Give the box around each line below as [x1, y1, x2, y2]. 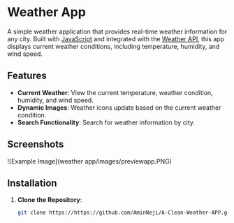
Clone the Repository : [17, 196, 82, 204]
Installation [7, 177, 57, 189]
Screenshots [7, 138, 64, 150]
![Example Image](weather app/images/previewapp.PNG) [7, 157, 173, 165]
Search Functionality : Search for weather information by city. [17, 118, 196, 127]
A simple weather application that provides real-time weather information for [7, 27, 228, 36]
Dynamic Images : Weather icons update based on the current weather [17, 103, 221, 112]
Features [7, 70, 47, 82]
